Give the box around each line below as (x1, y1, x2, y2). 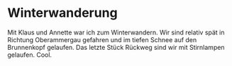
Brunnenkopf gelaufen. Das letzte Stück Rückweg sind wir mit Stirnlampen (7, 43, 225, 51)
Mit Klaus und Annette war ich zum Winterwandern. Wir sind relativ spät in (7, 28, 225, 37)
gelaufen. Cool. (7, 51, 52, 59)
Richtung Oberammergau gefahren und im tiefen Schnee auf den (7, 35, 197, 44)
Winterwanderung (7, 5, 118, 21)
